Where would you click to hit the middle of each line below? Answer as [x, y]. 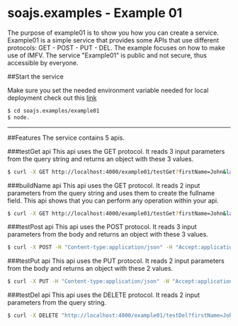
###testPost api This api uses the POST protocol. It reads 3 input [102, 227]
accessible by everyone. [43, 62]
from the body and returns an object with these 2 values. [90, 269]
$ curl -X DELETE [33, 316]
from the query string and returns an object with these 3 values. [101, 159]
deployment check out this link [52, 98]
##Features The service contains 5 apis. [66, 137]
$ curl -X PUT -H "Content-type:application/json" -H [89, 281]
